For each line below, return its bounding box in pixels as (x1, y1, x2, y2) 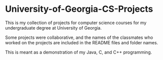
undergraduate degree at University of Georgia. (5, 25, 102, 30)
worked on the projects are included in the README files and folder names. (5, 39, 158, 45)
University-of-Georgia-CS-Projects (5, 3, 153, 15)
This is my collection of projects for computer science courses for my (5, 20, 147, 26)
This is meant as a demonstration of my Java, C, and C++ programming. (5, 49, 152, 55)
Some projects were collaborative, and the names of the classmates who (5, 34, 153, 40)
